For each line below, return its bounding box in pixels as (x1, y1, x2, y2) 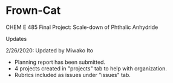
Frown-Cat (5, 4, 61, 17)
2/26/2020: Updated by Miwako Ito (5, 46, 94, 54)
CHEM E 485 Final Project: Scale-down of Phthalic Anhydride (5, 23, 158, 31)
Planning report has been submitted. (14, 58, 106, 66)
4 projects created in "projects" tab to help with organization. (14, 64, 167, 72)
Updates (5, 35, 27, 42)
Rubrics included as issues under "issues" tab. (14, 71, 131, 78)
